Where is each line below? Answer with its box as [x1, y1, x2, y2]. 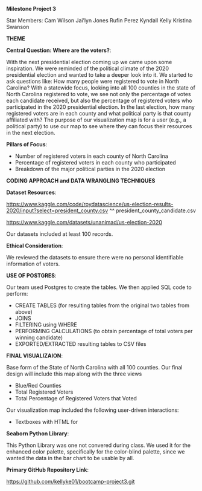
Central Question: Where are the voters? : [6, 47, 112, 54]
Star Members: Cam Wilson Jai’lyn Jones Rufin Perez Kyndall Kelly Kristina [6, 17, 192, 24]
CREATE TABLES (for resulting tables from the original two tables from [14, 302, 190, 309]
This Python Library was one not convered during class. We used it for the [6, 441, 191, 449]
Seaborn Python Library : [6, 430, 69, 437]
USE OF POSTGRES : [6, 272, 57, 279]
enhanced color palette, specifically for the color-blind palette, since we [6, 448, 185, 455]
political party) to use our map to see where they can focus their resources [6, 123, 192, 129]
